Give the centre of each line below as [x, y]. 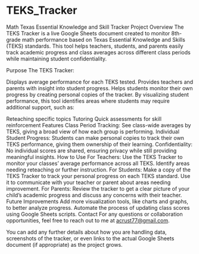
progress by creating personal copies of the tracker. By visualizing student [98, 94]
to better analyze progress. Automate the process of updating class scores [98, 207]
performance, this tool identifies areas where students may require [88, 101]
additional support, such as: [40, 107]
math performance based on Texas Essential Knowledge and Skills [104, 39]
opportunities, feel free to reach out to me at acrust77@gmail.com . [88, 220]
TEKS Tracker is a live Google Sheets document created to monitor [88, 33]
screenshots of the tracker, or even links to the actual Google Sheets [90, 238]
